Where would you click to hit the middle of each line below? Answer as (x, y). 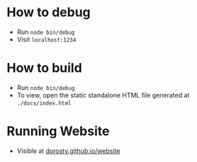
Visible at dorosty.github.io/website (68, 151)
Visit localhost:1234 (46, 39)
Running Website (58, 131)
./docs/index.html (44, 103)
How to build (44, 68)
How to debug (49, 12)
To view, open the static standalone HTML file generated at (103, 95)
